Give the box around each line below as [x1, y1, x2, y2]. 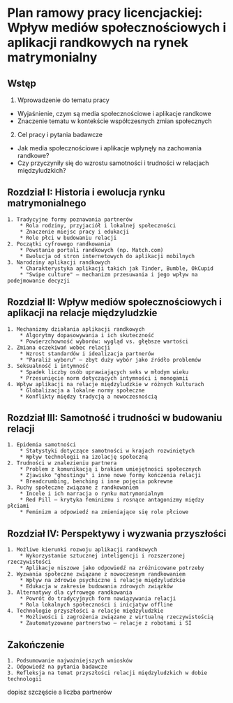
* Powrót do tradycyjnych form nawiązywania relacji [20, 595, 176, 602]
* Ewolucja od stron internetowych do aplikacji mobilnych [20, 253, 195, 260]
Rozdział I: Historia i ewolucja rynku [7, 187, 165, 199]
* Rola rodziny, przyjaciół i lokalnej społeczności [20, 222, 176, 229]
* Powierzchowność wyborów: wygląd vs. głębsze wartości [20, 338, 189, 345]
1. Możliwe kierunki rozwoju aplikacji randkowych [7, 546, 158, 553]
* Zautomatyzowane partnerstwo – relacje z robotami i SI [20, 620, 192, 627]
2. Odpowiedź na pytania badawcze [7, 663, 108, 671]
